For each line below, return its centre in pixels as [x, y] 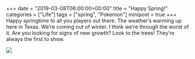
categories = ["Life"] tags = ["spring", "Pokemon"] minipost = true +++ [91, 14]
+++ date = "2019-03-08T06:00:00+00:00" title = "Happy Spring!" [87, 8]
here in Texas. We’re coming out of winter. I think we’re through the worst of [97, 27]
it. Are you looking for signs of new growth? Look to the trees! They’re [90, 33]
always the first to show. [35, 39]
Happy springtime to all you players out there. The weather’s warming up [94, 21]
